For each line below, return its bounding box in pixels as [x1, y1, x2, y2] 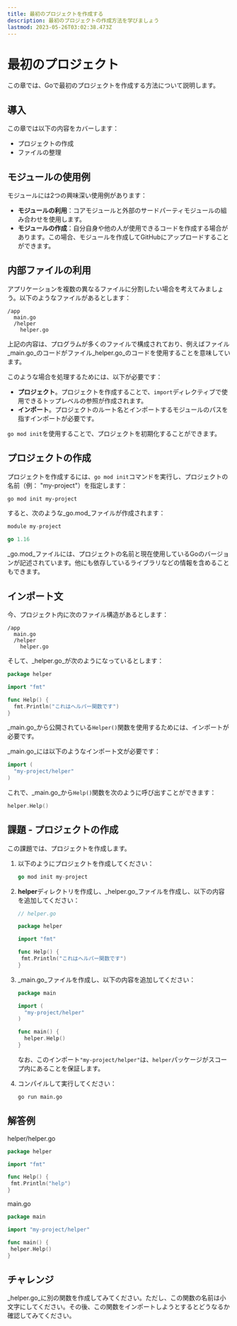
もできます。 [7, 567, 45, 576]
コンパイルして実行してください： [17, 1079, 117, 1087]
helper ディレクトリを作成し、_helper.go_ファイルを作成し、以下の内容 [17, 887, 225, 895]
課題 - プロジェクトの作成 [7, 824, 119, 836]
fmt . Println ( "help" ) [10, 1180, 71, 1188]
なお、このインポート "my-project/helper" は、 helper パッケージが [17, 1055, 209, 1063]
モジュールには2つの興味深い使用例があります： [7, 191, 147, 199]
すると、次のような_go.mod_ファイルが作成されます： [7, 509, 166, 517]
